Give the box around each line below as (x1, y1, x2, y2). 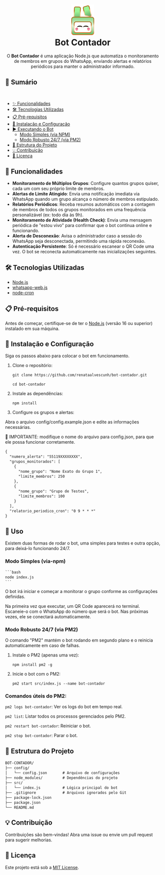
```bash (5, 570, 21, 575)
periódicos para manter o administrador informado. (31, 63, 135, 70)
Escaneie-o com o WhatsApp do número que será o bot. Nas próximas (5, 608, 149, 614)
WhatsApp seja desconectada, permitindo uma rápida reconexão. (12, 238, 146, 244)
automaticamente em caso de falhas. (5, 642, 80, 648)
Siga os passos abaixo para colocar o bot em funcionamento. (5, 353, 130, 359)
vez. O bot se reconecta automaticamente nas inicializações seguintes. (12, 249, 157, 255)
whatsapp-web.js (12, 284, 48, 290)
